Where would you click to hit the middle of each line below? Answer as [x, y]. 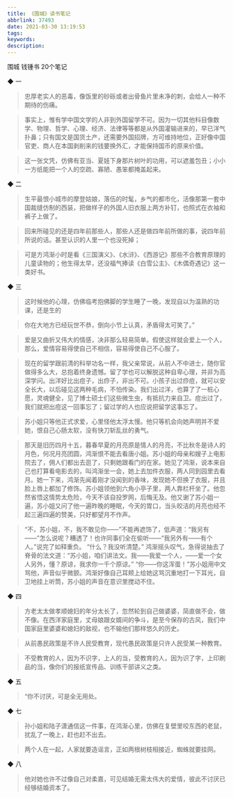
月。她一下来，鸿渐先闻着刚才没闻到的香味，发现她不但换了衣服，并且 [125, 480]
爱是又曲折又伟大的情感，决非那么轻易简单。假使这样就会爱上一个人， [125, 340]
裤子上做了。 [42, 216]
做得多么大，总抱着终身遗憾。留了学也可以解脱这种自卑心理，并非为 [122, 372]
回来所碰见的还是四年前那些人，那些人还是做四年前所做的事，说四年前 [125, 231]
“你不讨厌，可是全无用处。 [62, 696]
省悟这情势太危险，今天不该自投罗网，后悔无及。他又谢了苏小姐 [122, 497]
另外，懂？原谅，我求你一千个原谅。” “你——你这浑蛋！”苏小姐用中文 [128, 564]
